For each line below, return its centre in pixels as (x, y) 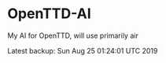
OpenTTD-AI (49, 14)
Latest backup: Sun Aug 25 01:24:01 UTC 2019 (83, 50)
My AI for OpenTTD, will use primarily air (73, 35)
